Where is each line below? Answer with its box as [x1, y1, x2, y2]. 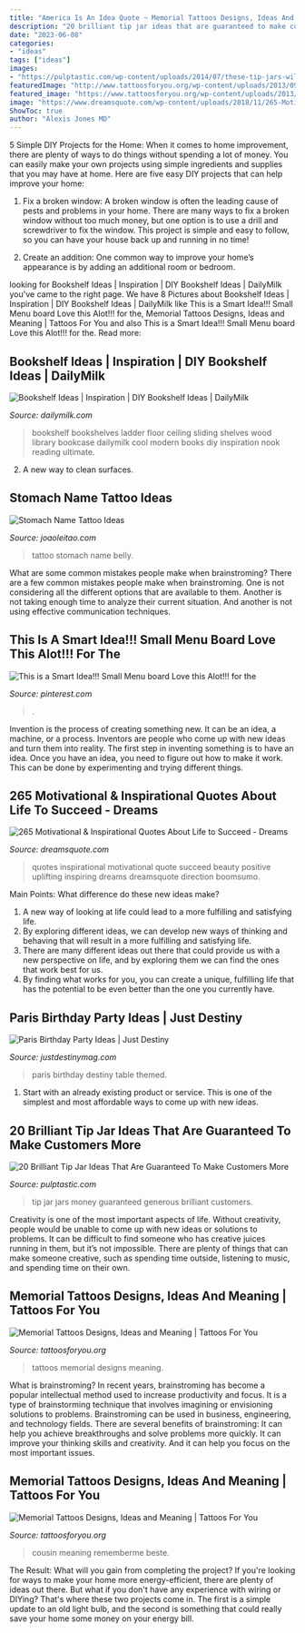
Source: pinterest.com [9, 688, 93, 699]
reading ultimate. [31, 446, 95, 457]
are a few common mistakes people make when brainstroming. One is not [9, 577, 284, 588]
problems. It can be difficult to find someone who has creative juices [9, 1233, 266, 1244]
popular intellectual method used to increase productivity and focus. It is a [9, 1389, 288, 1400]
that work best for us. [22, 965, 103, 975]
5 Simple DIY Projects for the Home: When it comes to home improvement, [9, 140, 289, 151]
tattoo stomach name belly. [31, 549, 133, 560]
